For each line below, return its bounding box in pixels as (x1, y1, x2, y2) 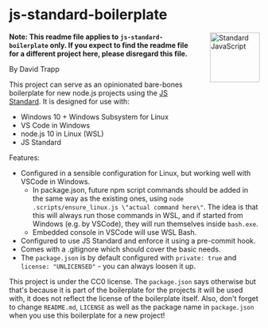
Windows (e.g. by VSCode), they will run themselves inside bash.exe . (32, 219, 258, 228)
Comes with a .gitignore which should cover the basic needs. (20, 244, 221, 254)
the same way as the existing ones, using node (32, 193, 184, 203)
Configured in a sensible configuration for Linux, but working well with (20, 168, 251, 178)
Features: (9, 153, 41, 162)
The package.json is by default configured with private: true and (20, 252, 237, 262)
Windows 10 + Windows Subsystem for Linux (20, 111, 169, 121)
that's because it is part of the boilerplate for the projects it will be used (9, 285, 243, 295)
